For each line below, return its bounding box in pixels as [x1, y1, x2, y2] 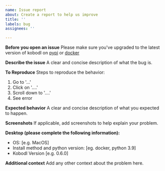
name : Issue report [5, 7, 46, 13]
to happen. [5, 110, 28, 117]
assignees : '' [5, 26, 35, 31]
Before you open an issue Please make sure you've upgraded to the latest [5, 44, 160, 50]
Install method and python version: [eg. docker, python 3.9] [12, 145, 136, 151]
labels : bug [5, 21, 30, 27]
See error [12, 95, 33, 101]
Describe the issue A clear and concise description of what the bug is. [5, 60, 152, 66]
